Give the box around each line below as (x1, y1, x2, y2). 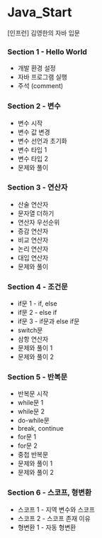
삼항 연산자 (17, 335, 49, 343)
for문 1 (17, 433, 37, 441)
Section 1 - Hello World (7, 47, 87, 57)
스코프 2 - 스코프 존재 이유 (17, 514, 91, 522)
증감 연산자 (17, 227, 49, 235)
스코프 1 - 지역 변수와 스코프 (17, 505, 96, 514)
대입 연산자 (17, 253, 49, 262)
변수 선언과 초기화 (17, 136, 67, 145)
